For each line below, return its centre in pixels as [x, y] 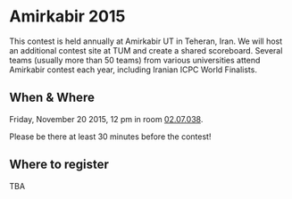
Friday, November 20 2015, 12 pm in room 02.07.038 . [106, 119]
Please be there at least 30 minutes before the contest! [110, 137]
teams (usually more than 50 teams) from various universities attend [135, 60]
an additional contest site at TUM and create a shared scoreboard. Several [146, 50]
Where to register [59, 165]
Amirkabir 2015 [67, 17]
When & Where [52, 98]
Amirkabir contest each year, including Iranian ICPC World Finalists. [133, 70]
